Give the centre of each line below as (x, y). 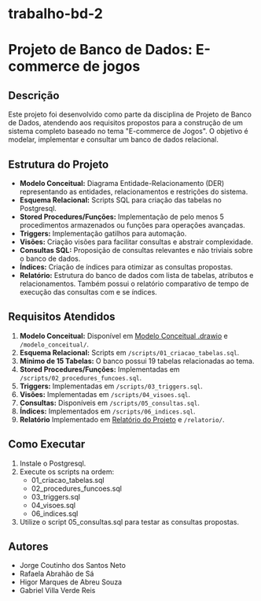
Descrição (34, 95)
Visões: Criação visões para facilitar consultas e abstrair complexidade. (136, 242)
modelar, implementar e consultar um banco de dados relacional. (113, 139)
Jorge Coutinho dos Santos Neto (72, 566)
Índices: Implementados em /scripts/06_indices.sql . (107, 411)
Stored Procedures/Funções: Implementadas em (99, 369)
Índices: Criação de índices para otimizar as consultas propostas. (126, 267)
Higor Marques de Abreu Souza (71, 582)
